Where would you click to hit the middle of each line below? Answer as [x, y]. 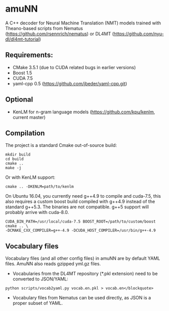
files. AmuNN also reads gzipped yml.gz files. [53, 264]
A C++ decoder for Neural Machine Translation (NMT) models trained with [83, 23]
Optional [19, 100]
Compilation [25, 133]
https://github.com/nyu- [139, 34]
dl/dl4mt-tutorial [22, 39]
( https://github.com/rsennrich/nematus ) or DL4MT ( [60, 34]
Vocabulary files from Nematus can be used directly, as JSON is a [82, 298]
